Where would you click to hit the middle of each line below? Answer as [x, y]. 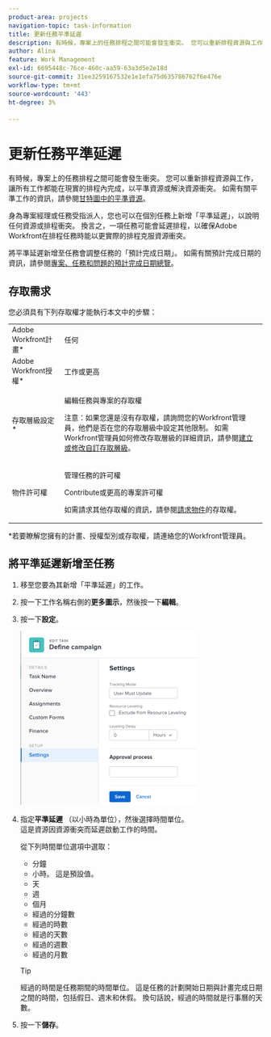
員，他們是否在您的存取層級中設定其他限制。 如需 [146, 428]
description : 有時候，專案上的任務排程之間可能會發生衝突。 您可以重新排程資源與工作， [139, 43]
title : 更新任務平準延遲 [45, 34]
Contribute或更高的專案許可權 [114, 492]
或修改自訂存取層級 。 [100, 448]
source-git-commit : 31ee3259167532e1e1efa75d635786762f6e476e [115, 77]
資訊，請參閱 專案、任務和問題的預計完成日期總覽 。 [93, 263]
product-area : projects [48, 17]
